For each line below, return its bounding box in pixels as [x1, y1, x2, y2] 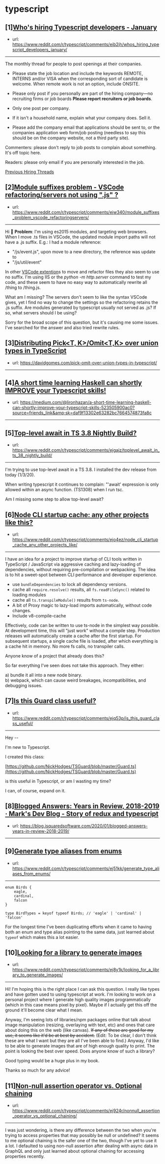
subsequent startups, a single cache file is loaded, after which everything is [5, 638, 158, 644]
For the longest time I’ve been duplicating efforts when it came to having [5, 924, 152, 930]
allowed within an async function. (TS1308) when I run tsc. [5, 487, 124, 493]
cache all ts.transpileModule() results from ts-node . [12, 597, 119, 603]
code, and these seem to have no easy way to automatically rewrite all [5, 279, 147, 285]
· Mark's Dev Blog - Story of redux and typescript [5, 810, 159, 818]
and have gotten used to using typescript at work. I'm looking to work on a [5, 991, 156, 998]
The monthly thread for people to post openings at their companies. [5, 61, 142, 67]
